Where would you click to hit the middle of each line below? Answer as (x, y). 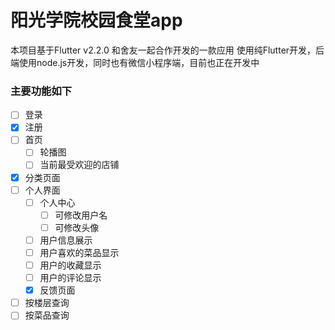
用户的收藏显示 (70, 265)
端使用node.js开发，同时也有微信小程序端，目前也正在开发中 (135, 62)
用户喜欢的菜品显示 (79, 252)
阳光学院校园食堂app (96, 20)
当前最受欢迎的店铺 (79, 165)
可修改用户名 (81, 215)
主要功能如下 (41, 91)
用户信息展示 (66, 240)
